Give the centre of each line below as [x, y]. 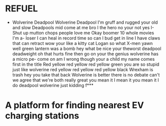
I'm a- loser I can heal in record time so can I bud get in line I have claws [86, 38]
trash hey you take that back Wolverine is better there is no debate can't [86, 75]
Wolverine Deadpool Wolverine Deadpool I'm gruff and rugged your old [85, 22]
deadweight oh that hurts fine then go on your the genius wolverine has [85, 54]
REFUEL [22, 9]
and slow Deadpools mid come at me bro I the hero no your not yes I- [83, 27]
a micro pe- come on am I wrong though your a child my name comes [83, 59]
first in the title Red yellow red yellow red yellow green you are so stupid [86, 64]
